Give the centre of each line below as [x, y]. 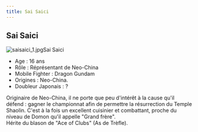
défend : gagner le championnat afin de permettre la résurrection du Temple [99, 104]
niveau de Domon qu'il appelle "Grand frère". [61, 117]
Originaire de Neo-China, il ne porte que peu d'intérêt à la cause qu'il [90, 98]
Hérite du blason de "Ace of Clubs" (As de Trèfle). [67, 123]
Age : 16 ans [30, 61]
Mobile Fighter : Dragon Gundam [55, 74]
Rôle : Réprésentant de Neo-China [57, 67]
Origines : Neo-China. [41, 80]
